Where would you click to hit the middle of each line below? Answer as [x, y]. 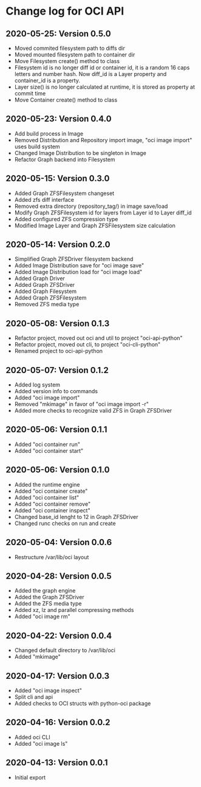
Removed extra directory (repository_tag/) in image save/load [91, 206]
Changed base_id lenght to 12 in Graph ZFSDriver [76, 517]
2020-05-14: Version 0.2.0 [58, 245]
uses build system [37, 146]
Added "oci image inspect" [48, 690]
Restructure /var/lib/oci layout [52, 557]
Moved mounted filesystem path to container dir [75, 55]
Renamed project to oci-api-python [59, 351]
